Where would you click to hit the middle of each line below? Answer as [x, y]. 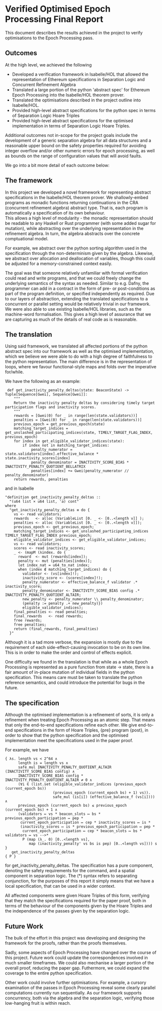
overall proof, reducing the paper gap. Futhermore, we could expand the [77, 968]
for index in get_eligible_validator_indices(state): [69, 441]
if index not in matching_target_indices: [66, 446]
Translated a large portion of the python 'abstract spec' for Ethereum [81, 90]
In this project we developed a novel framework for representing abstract [78, 192]
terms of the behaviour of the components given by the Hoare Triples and [79, 906]
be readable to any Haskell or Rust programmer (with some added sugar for [81, 223]
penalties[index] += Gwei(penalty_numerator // [80, 471]
